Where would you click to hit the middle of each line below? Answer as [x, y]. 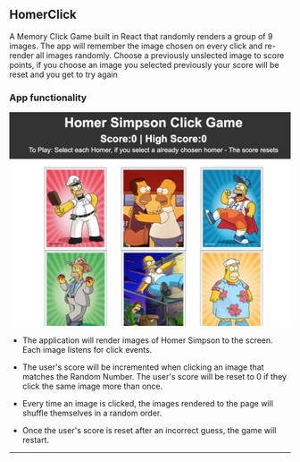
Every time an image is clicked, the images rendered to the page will [148, 403]
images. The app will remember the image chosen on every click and [136, 46]
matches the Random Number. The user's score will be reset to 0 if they [154, 376]
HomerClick [43, 15]
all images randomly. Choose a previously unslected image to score [160, 55]
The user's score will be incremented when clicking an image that [143, 367]
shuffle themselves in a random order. [92, 413]
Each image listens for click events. [87, 349]
